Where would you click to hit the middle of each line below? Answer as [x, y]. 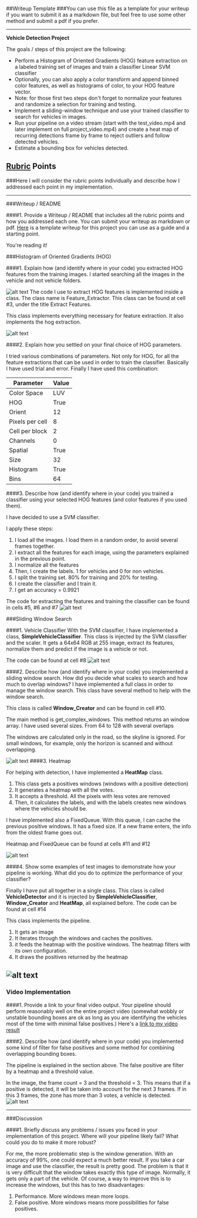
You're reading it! [27, 245]
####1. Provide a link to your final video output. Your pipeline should [89, 1005]
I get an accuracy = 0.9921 [47, 590]
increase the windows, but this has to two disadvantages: [75, 1185]
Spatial [18, 450]
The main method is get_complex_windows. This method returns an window [98, 719]
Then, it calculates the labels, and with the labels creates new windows [100, 802]
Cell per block [28, 431]
